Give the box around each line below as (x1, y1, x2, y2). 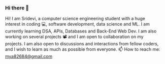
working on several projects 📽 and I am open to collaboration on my (5, 34, 144, 40)
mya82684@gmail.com (5, 54, 53, 60)
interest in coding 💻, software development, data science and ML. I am (5, 21, 150, 27)
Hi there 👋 (5, 4, 30, 11)
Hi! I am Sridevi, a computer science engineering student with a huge (5, 16, 145, 22)
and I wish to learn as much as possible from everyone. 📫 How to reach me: (5, 46, 161, 52)
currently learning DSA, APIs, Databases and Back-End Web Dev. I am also (5, 28, 157, 34)
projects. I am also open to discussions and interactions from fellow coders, (5, 41, 159, 47)
